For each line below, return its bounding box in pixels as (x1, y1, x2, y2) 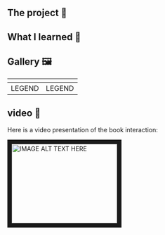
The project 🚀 (7, 7, 67, 19)
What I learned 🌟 (7, 31, 81, 43)
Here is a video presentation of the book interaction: (7, 126, 158, 134)
